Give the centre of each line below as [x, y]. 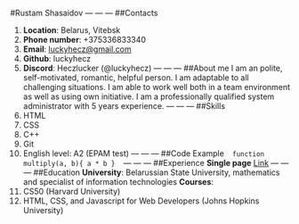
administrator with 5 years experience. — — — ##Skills [124, 106]
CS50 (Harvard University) [72, 191]
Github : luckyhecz [57, 58]
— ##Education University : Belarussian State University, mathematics [151, 172]
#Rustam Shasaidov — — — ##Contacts [84, 13]
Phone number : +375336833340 [84, 40]
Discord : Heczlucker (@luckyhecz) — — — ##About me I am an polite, [153, 68]
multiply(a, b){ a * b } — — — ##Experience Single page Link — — [156, 163]
